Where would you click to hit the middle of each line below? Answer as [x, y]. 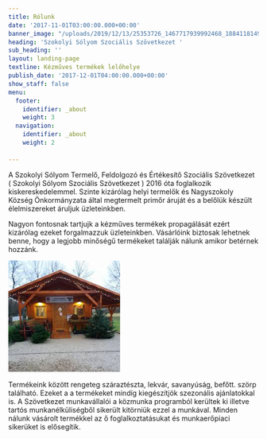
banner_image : [32, 33]
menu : [17, 92]
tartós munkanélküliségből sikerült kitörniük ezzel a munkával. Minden [123, 410]
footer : [28, 101]
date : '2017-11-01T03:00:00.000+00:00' [74, 25]
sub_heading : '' [35, 51]
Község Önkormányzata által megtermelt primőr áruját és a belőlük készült [130, 200]
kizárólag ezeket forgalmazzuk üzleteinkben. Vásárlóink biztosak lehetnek [129, 232]
